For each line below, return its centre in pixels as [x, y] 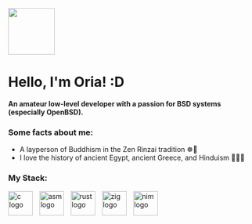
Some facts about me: [51, 132]
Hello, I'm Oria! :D [67, 82]
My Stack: [28, 178]
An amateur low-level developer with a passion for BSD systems [115, 103]
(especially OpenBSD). [46, 112]
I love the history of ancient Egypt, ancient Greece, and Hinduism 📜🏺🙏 [132, 158]
